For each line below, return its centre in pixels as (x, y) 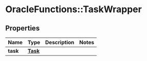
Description (60, 42)
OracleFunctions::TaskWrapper (73, 9)
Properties (23, 28)
